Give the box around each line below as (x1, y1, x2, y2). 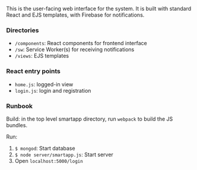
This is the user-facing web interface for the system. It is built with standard (6, 5, 192, 12)
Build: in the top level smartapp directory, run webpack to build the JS (6, 115, 173, 122)
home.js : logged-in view (14, 80, 74, 88)
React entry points (6, 67, 61, 75)
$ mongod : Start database (14, 144, 75, 152)
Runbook (6, 102, 33, 110)
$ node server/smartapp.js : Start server (14, 151, 114, 158)
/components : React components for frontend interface (14, 40, 147, 47)
